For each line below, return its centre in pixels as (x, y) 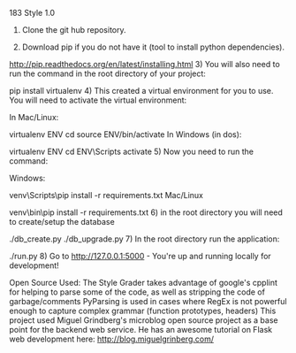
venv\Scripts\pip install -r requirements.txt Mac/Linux (106, 195)
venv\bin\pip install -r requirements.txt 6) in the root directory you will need (146, 212)
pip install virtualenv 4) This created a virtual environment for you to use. (141, 91)
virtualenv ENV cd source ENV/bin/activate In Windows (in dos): (125, 134)
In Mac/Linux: (34, 117)
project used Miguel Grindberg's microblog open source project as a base (144, 320)
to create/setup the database (62, 222)
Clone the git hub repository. (74, 30)
